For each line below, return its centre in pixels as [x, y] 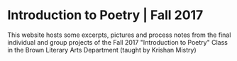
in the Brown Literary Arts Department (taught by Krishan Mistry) [102, 50]
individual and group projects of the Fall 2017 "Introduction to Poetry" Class [118, 42]
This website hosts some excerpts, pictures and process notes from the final [119, 35]
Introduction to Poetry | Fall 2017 [105, 15]
